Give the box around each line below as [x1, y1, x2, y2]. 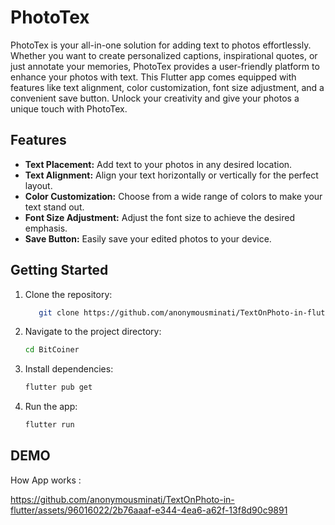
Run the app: [24, 401, 78, 413]
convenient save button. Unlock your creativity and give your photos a [10, 92, 300, 104]
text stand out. [24, 201, 85, 213]
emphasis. [24, 222, 68, 234]
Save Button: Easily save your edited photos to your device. [24, 232, 272, 245]
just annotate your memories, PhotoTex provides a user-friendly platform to [10, 60, 320, 72]
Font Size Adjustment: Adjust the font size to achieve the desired [24, 211, 295, 223]
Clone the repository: [24, 288, 113, 300]
